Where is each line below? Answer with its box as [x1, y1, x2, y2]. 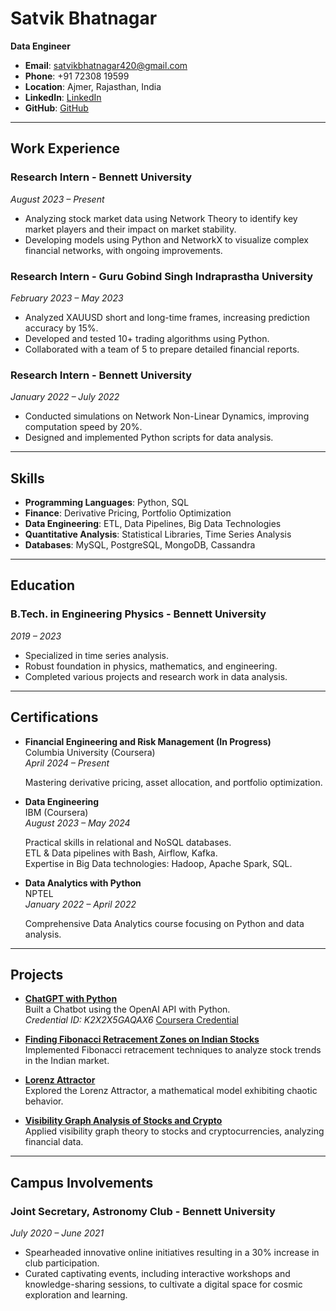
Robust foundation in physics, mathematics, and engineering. [24, 660, 278, 672]
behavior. [24, 1095, 64, 1107]
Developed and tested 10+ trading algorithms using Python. [24, 332, 270, 344]
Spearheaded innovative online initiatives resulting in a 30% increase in [24, 1247, 320, 1259]
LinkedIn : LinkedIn [24, 91, 102, 103]
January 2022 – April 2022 [24, 898, 137, 910]
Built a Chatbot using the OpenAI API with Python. [24, 1003, 231, 1016]
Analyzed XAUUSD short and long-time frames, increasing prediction [24, 311, 310, 323]
